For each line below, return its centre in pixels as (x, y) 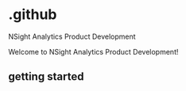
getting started (46, 77)
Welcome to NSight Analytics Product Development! (93, 51)
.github (33, 15)
